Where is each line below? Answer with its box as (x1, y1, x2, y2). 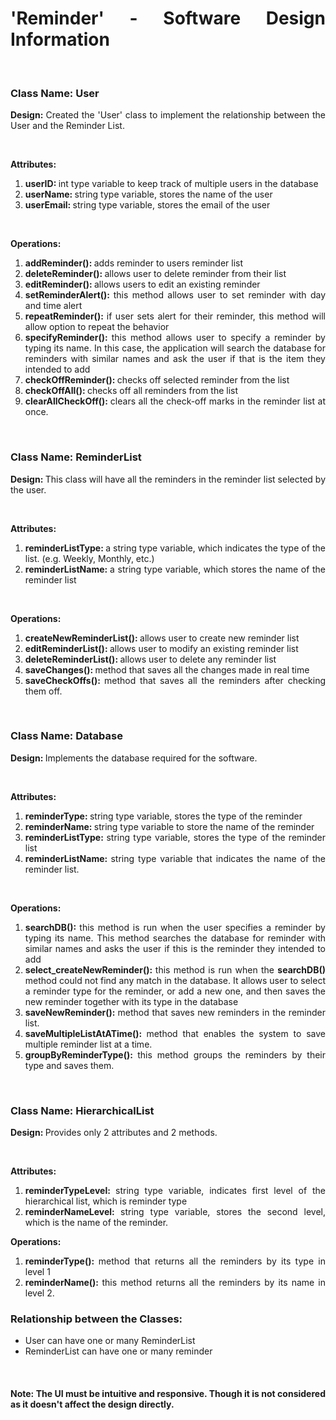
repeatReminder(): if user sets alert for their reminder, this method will (24, 310, 326, 322)
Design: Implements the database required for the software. (10, 752, 258, 764)
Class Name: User (10, 86, 100, 100)
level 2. (24, 1287, 55, 1299)
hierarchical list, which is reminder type (24, 1195, 188, 1207)
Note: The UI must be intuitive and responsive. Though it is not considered (10, 1388, 326, 1400)
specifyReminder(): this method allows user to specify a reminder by (24, 332, 326, 344)
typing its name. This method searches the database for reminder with (24, 932, 326, 944)
